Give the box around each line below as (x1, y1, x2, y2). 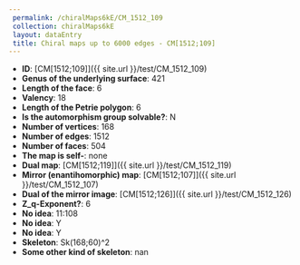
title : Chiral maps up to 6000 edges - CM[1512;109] (12, 38, 217, 48)
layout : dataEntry (12, 30, 82, 39)
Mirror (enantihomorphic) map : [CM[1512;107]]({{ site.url (21, 170, 237, 181)
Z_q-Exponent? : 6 (21, 199, 92, 210)
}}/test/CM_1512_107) (21, 179, 99, 191)
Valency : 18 (21, 93, 67, 103)
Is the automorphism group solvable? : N (21, 112, 176, 123)
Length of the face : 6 (21, 83, 102, 93)
